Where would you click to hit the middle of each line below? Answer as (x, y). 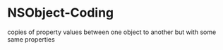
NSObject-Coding (61, 13)
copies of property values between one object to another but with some (112, 32)
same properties (31, 39)
